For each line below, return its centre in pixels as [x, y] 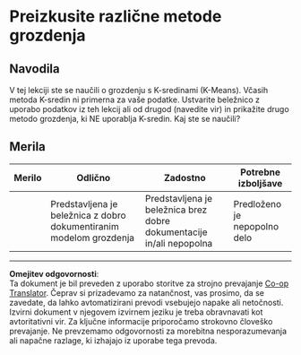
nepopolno [256, 226]
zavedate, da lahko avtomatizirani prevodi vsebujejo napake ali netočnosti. [146, 302]
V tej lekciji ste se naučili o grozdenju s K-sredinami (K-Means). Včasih [139, 90]
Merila [28, 147]
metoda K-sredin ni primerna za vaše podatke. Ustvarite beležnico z [135, 100]
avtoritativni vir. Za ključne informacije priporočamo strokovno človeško [141, 321]
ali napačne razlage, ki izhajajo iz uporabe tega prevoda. [113, 340]
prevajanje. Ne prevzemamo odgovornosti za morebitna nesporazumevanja [148, 331]
